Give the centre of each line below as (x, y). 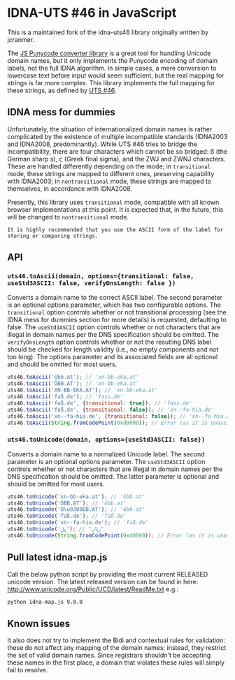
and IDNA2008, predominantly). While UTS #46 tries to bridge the (102, 144)
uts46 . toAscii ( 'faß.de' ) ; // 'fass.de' (65, 397)
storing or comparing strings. (53, 236)
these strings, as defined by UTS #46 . (62, 90)
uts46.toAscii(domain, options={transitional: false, (101, 276)
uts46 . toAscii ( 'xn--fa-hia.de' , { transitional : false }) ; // (97, 416)
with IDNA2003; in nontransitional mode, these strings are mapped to (109, 181)
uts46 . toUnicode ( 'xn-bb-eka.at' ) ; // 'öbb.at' (76, 497)
